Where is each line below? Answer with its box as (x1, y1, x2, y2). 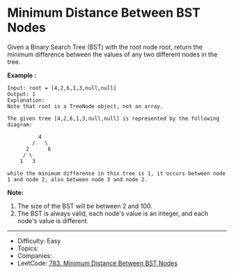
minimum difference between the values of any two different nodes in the (7, 50, 218, 59)
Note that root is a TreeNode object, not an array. (7, 102, 164, 109)
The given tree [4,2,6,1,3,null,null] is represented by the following (7, 115, 219, 122)
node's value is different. (17, 216, 89, 224)
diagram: (7, 121, 33, 128)
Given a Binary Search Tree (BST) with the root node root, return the (7, 43, 203, 51)
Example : (7, 71, 37, 79)
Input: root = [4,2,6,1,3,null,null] (7, 84, 117, 91)
